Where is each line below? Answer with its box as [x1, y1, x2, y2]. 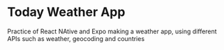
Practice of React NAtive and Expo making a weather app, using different [7, 27, 218, 35]
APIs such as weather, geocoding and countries [7, 34, 145, 42]
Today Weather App [7, 4, 126, 20]
